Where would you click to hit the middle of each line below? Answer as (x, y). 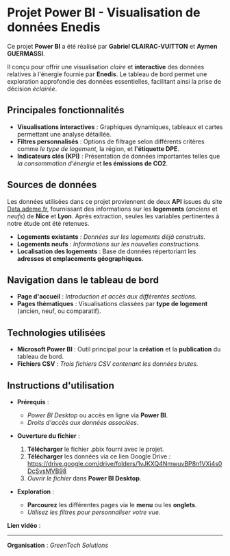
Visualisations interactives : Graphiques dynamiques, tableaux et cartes (120, 127)
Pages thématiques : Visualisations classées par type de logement (112, 304)
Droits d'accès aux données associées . (83, 422)
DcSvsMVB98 (47, 471)
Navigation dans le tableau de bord (83, 280)
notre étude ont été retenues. (48, 223)
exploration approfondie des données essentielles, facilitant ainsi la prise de (114, 81)
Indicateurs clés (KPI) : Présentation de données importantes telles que (118, 156)
